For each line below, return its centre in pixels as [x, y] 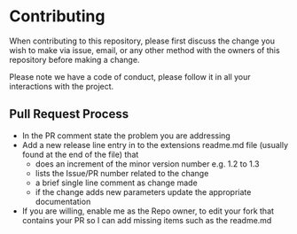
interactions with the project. [62, 86]
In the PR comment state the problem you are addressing [126, 136]
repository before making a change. [74, 59]
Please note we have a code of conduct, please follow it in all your [130, 76]
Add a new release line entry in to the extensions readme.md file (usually [155, 144]
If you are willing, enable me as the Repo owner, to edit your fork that [148, 211]
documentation [63, 201]
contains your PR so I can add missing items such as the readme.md [147, 220]
